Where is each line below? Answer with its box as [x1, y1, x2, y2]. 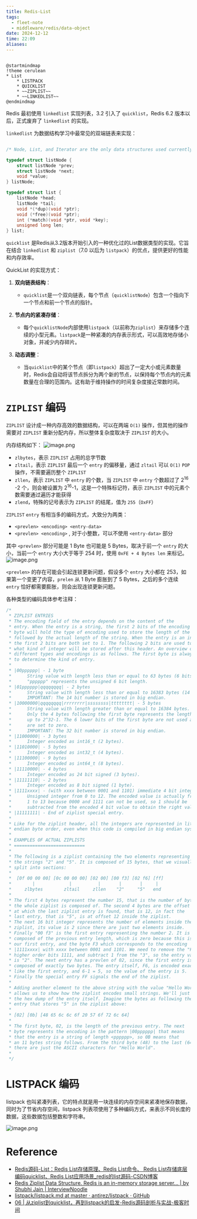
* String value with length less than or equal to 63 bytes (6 [8, 673, 180, 679]
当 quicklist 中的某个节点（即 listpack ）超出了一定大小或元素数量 [23, 364, 182, 371]
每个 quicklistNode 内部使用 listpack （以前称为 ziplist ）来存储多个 [23, 324, 185, 331]
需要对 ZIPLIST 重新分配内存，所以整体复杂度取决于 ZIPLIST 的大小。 [6, 429, 172, 436]
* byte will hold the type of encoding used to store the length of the [8, 629, 191, 635]
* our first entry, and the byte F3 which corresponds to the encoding [8, 941, 188, 947]
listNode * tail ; [16, 201, 57, 207]
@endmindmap [6, 98, 35, 105]
